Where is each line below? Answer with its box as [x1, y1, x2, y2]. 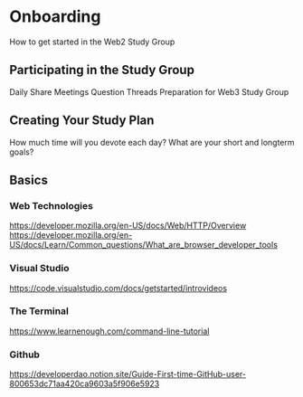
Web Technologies [9, 199, 93, 212]
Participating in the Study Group [9, 62, 194, 78]
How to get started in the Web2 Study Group [9, 36, 175, 47]
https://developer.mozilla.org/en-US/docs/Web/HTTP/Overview [9, 220, 247, 232]
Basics [9, 172, 48, 187]
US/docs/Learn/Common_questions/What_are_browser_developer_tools [9, 240, 279, 250]
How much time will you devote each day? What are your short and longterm [9, 137, 295, 147]
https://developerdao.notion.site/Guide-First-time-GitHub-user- [9, 369, 247, 380]
